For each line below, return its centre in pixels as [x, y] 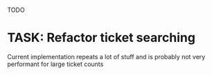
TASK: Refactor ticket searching [101, 38]
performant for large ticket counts [55, 64]
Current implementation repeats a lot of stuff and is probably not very [106, 56]
